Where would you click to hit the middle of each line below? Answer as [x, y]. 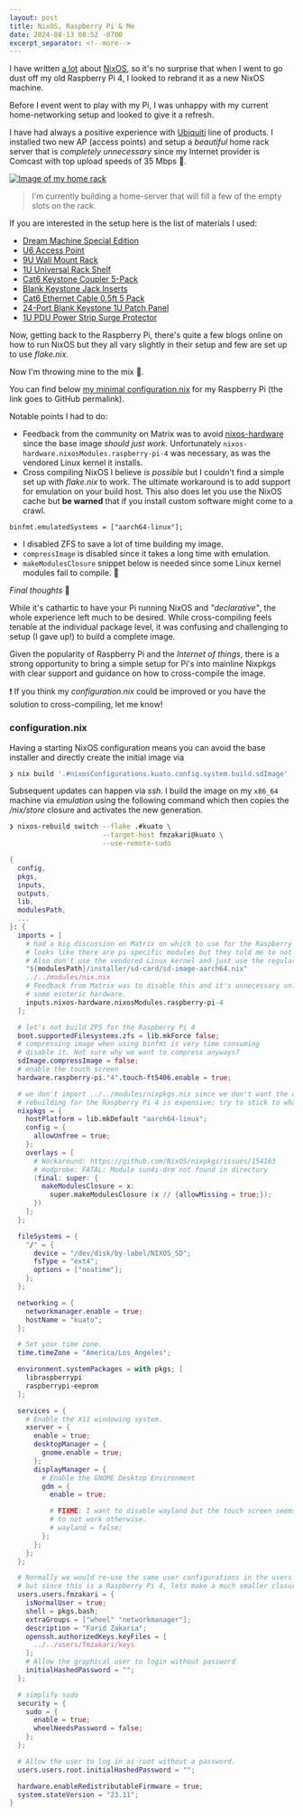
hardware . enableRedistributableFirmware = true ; [110, 1786]
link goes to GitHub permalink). [67, 399]
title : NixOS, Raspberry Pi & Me [72, 26]
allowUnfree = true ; [72, 1136]
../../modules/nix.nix [68, 978]
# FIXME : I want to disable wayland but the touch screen [161, 1511]
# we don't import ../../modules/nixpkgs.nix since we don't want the [153, 1094]
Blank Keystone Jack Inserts [75, 289]
